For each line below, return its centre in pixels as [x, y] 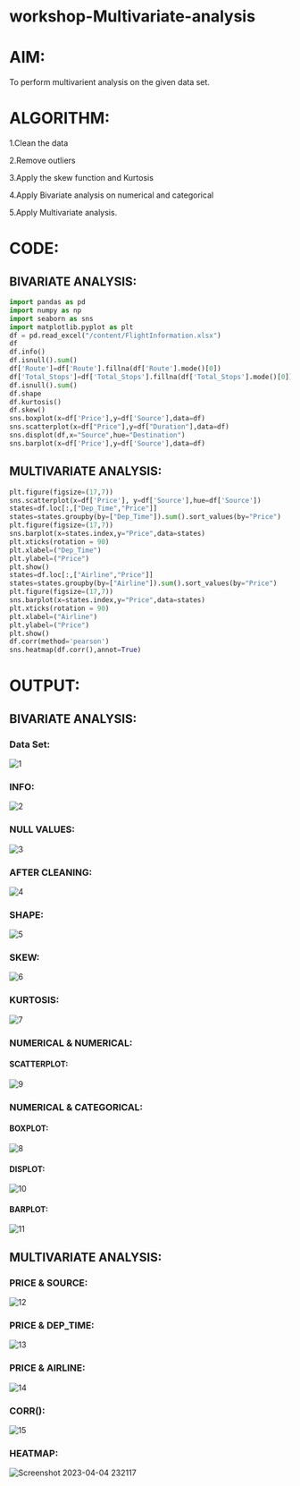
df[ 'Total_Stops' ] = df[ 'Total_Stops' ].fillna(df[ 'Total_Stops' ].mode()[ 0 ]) [151, 377]
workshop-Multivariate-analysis [133, 17]
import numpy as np [46, 310]
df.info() [28, 352]
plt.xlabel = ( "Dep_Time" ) [55, 550]
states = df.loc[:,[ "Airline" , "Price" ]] [81, 575]
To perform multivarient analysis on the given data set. [109, 82]
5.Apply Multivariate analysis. [63, 213]
